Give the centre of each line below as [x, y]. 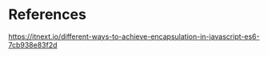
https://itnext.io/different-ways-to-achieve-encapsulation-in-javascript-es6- [134, 36]
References [47, 15]
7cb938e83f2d [33, 44]
